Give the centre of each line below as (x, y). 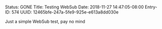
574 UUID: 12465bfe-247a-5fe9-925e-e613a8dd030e (65, 12)
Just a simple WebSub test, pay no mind (45, 22)
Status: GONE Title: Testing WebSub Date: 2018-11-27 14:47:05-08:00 (74, 7)
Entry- (151, 7)
